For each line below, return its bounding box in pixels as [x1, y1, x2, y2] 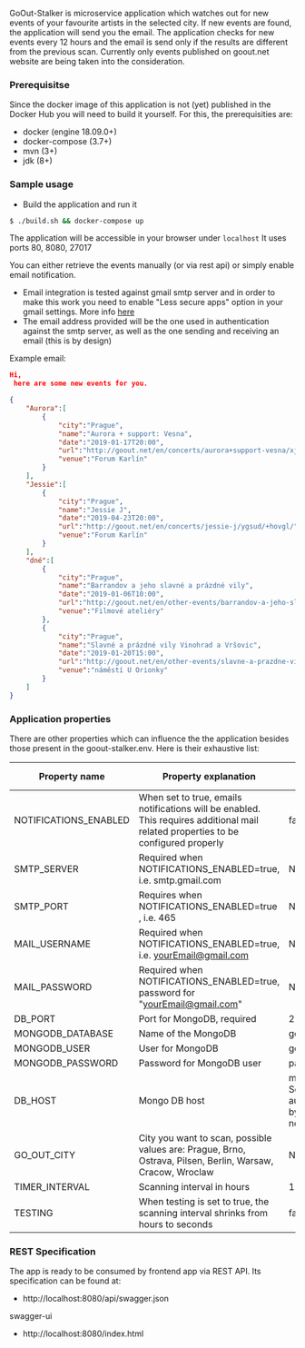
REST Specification [9, 1244, 96, 1257]
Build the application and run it [22, 199, 138, 210]
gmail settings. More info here [22, 306, 135, 317]
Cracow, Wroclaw [138, 1166, 215, 1179]
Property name [38, 770, 105, 783]
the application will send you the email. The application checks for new [9, 27, 275, 37]
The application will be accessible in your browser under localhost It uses [9, 233, 287, 243]
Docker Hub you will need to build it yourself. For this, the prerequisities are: [9, 109, 293, 120]
